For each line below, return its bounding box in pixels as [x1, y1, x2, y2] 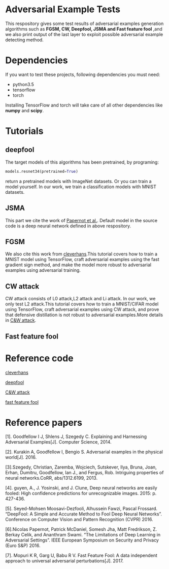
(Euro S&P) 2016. [5, 542, 41, 549]
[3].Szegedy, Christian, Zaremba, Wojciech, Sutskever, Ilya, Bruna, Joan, [5, 464, 157, 470]
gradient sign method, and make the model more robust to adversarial [5, 262, 151, 268]
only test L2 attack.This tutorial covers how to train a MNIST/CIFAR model [5, 301, 159, 307]
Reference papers [5, 417, 83, 428]
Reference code [5, 352, 74, 364]
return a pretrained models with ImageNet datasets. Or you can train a [5, 178, 152, 184]
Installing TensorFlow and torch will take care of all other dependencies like [5, 102, 163, 108]
